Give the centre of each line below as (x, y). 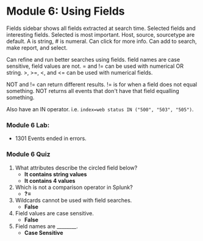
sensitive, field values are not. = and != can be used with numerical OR (95, 66)
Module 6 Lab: (28, 125)
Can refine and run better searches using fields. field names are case (93, 59)
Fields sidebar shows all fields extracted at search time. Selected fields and (101, 28)
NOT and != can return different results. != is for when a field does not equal (102, 84)
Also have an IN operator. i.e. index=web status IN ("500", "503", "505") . (100, 109)
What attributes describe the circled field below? (76, 168)
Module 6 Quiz (28, 154)
